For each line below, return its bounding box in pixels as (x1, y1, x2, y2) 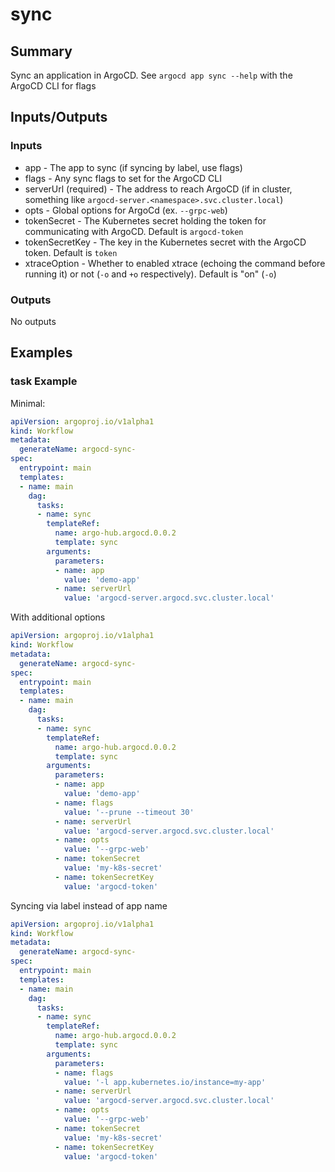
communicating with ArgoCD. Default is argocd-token (24, 225, 244, 237)
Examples (10, 344, 73, 362)
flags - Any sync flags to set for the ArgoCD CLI (24, 172, 222, 184)
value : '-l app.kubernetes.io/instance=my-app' (63, 1077, 267, 1087)
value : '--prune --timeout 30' (63, 807, 195, 817)
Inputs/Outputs (10, 109, 108, 126)
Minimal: (10, 397, 46, 409)
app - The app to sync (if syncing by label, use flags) (24, 161, 243, 173)
